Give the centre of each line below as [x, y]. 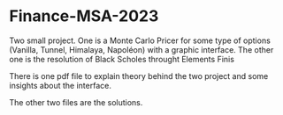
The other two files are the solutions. [76, 102]
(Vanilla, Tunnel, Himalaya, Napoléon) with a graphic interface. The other [141, 49]
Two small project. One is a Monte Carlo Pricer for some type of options [140, 40]
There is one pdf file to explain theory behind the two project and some [139, 75]
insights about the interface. [61, 85]
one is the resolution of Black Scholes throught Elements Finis [122, 59]
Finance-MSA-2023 [84, 16]
